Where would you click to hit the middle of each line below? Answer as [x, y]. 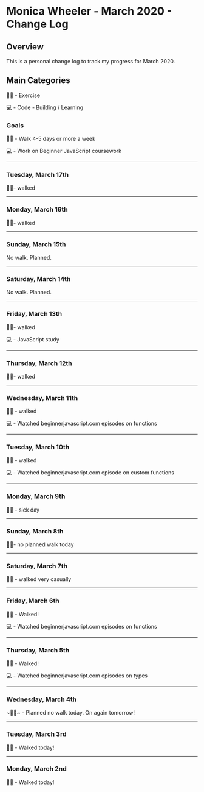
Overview [25, 47]
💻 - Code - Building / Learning [45, 107]
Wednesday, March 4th [42, 699]
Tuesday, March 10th [38, 448]
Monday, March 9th [36, 496]
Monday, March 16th [37, 210]
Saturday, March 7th [37, 566]
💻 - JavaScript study [33, 339]
